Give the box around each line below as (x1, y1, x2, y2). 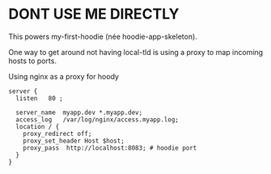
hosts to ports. (8, 56, 57, 66)
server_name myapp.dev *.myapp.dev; (15, 108, 143, 117)
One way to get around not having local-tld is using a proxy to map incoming (8, 47, 264, 57)
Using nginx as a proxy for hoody (8, 71, 120, 81)
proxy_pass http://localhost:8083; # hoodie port (23, 143, 197, 152)
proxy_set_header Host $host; (23, 137, 125, 145)
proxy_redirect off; (23, 129, 92, 138)
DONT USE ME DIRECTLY (8, 5, 180, 23)
